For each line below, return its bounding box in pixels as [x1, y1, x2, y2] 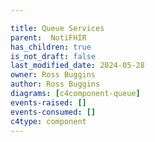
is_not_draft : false [10, 51, 97, 61]
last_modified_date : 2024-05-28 [10, 61, 145, 71]
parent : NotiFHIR [10, 32, 87, 43]
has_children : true [10, 42, 92, 52]
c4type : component [10, 116, 87, 126]
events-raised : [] [10, 97, 87, 108]
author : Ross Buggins [10, 79, 101, 90]
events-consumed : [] [10, 107, 97, 117]
